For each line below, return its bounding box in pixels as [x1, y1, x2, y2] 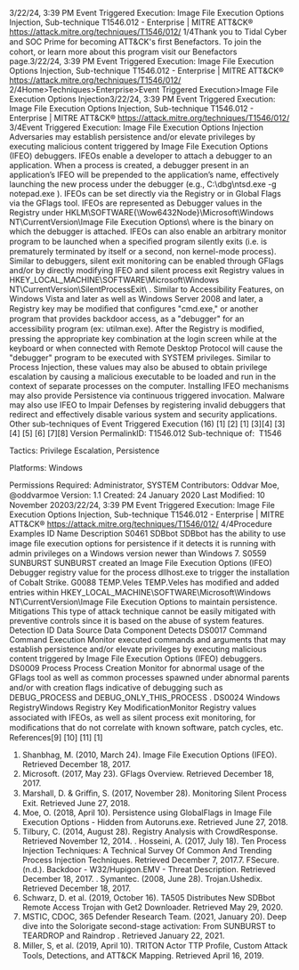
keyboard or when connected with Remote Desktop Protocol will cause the [9, 343, 283, 353]
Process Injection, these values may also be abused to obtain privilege [9, 362, 268, 372]
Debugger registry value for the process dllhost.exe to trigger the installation [9, 567, 290, 578]
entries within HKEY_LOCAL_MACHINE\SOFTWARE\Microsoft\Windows [9, 587, 271, 597]
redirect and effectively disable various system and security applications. [9, 409, 278, 419]
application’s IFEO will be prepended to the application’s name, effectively [9, 169, 279, 180]
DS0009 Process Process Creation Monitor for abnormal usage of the [9, 663, 265, 673]
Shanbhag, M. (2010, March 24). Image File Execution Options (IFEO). [21, 749, 278, 760]
